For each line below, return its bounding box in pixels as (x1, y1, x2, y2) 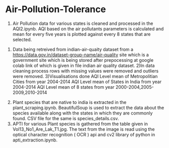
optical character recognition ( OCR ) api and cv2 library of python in (12, 131, 155, 137)
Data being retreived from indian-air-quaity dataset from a (12, 46, 134, 52)
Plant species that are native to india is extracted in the (12, 99, 127, 105)
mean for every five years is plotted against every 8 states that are (12, 31, 151, 37)
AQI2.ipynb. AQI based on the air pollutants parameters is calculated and (12, 25, 164, 31)
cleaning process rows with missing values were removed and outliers (12, 67, 159, 74)
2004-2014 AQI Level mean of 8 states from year (12, 84, 115, 90)
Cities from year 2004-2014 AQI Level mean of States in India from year (12, 79, 162, 85)
